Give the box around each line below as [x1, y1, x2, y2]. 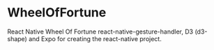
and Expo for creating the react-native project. [29, 34, 162, 42]
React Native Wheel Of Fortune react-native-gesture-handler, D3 [7, 27, 194, 36]
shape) [7, 34, 28, 42]
